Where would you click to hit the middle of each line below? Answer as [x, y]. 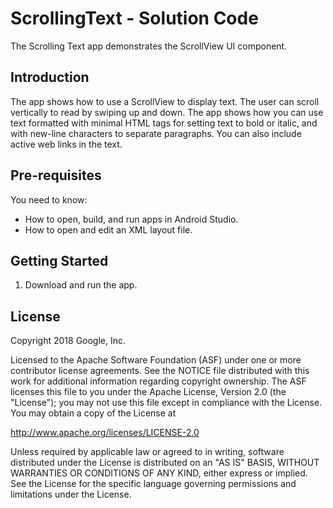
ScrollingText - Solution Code [134, 18]
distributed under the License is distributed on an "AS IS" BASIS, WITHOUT [165, 463]
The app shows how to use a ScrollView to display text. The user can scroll [165, 101]
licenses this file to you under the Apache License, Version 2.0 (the [148, 392]
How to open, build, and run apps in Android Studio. [131, 219]
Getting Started [59, 260]
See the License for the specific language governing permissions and [153, 484]
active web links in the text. [66, 144]
